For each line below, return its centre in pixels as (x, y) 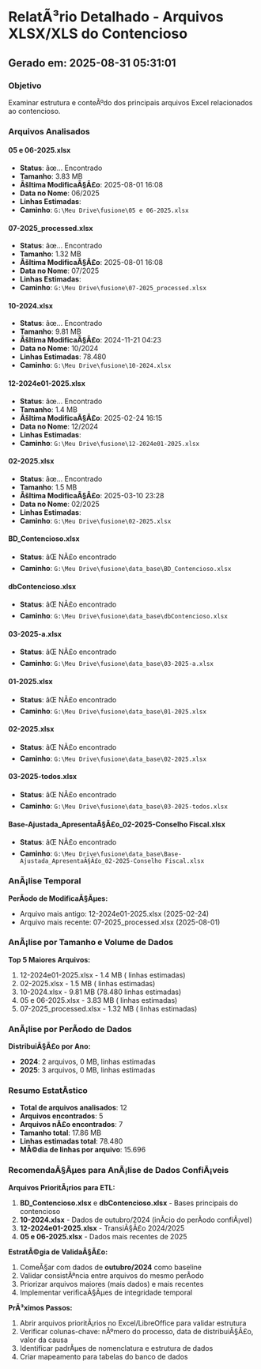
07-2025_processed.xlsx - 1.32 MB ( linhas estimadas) (108, 1008)
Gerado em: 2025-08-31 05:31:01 (92, 63)
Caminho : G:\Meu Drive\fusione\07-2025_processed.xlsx (113, 288)
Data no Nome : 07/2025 (59, 271)
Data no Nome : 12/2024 (59, 426)
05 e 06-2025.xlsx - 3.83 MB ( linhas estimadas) (98, 1000)
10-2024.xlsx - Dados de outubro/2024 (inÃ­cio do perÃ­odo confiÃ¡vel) (136, 1220)
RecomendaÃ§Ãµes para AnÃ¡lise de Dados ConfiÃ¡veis (119, 1170)
